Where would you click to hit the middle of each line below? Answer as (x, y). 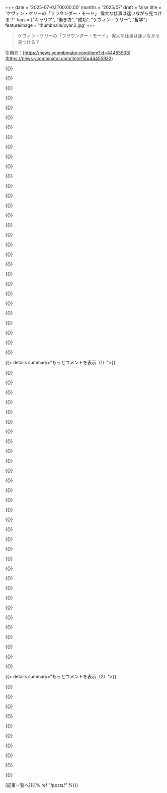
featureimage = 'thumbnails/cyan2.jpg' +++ (50, 25)
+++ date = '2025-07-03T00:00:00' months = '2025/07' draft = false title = (83, 7)
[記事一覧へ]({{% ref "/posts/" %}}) (42, 785)
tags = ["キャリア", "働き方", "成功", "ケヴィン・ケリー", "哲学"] (82, 19)
